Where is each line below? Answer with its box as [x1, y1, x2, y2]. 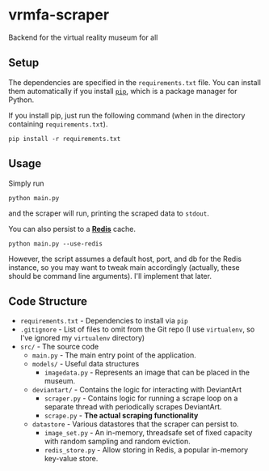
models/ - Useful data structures [32, 359, 140, 369]
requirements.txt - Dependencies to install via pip [19, 316, 188, 326]
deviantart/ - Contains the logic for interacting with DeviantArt [32, 385, 242, 395]
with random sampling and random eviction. [44, 436, 191, 447]
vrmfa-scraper [8, 6, 110, 24]
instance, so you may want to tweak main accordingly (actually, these [8, 262, 240, 272]
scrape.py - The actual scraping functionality [44, 411, 199, 421]
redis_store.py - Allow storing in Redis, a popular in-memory [44, 445, 249, 455]
